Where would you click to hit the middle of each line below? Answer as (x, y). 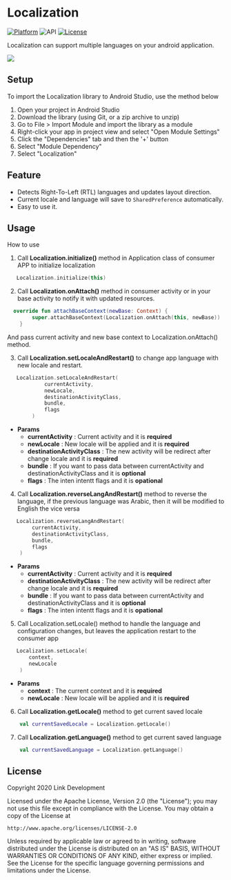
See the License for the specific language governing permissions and (106, 863)
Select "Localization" (47, 154)
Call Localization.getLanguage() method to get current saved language (119, 737)
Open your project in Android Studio (68, 110)
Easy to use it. (37, 206)
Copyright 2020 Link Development (56, 788)
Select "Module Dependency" (59, 146)
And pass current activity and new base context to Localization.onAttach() (113, 337)
